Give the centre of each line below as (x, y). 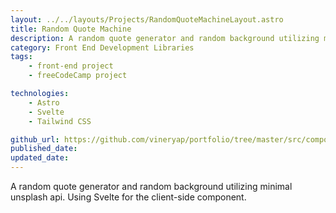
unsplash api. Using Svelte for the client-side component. (128, 197)
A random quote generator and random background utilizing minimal (151, 186)
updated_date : (40, 158)
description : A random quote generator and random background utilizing (165, 38)
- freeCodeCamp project (78, 76)
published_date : (44, 149)
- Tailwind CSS (60, 121)
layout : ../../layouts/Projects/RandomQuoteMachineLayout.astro (147, 19)
